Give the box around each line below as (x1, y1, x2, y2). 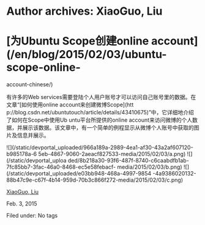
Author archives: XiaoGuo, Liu (6, 4, 163, 18)
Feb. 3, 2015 (6, 200, 38, 207)
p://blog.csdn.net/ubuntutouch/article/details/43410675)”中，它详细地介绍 (6, 109, 195, 116)
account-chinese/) (6, 81, 53, 88)
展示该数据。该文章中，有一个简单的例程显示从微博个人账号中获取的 (22, 124, 194, 131)
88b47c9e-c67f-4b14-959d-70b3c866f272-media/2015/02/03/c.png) (6, 176, 184, 184)
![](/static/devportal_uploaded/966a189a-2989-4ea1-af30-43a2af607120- (6, 144, 194, 151)
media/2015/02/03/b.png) (117, 163, 182, 171)
